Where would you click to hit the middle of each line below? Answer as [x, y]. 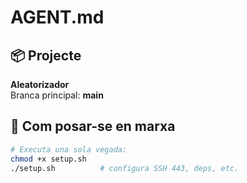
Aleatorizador [40, 84]
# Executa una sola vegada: [69, 149]
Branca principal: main [57, 95]
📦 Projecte [46, 55]
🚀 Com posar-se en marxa [93, 126]
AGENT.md [57, 17]
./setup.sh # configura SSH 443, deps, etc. [125, 168]
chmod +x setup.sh [48, 159]
